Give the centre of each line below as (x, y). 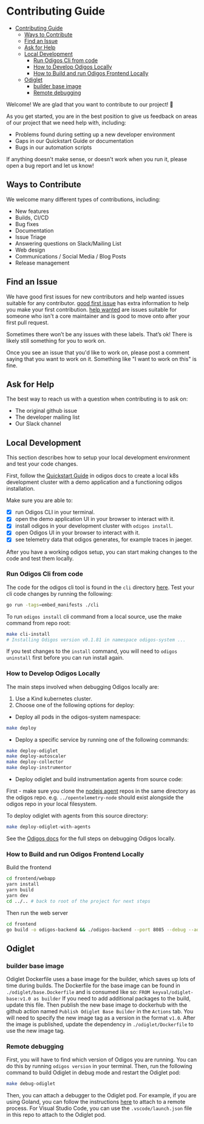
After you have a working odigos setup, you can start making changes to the (102, 552)
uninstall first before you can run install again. (65, 658)
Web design (30, 250)
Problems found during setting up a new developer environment (95, 134)
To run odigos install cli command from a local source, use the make (94, 616)
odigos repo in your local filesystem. (52, 804)
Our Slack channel (38, 424)
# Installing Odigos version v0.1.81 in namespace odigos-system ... (96, 640)
